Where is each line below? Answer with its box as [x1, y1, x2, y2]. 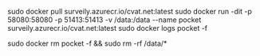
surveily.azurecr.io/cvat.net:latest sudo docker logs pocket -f [7, 24, 208, 32]
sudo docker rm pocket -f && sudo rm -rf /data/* [7, 39, 167, 48]
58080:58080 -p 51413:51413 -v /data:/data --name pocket [7, 15, 202, 24]
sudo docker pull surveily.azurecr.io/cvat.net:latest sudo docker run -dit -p [7, 7, 252, 16]
